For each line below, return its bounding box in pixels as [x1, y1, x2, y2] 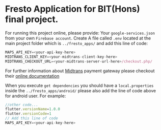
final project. [5, 14, 58, 25]
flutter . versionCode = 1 [5, 111, 52, 116]
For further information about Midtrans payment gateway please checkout [5, 67, 155, 74]
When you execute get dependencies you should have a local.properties [5, 82, 154, 88]
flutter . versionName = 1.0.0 [5, 107, 60, 112]
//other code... [5, 102, 38, 107]
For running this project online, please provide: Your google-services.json [5, 30, 155, 36]
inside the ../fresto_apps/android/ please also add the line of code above [5, 87, 156, 93]
